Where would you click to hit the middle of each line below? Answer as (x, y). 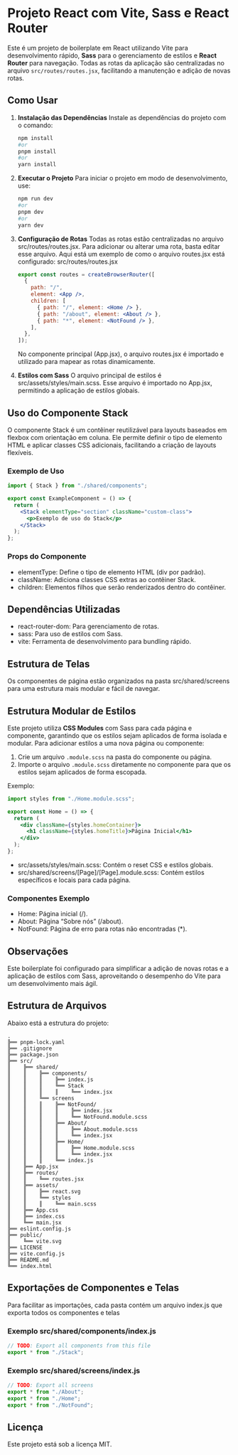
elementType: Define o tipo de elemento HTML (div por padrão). (112, 572)
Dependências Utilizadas (64, 609)
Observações (38, 951)
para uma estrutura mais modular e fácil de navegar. (84, 689)
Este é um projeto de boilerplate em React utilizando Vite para (98, 48)
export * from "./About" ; (45, 1392)
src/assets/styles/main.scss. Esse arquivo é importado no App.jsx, (115, 383)
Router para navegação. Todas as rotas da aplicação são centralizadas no (116, 63)
